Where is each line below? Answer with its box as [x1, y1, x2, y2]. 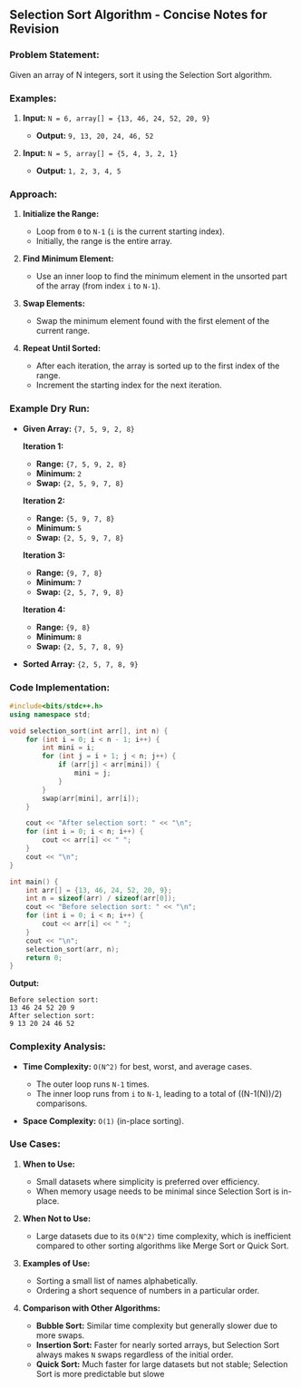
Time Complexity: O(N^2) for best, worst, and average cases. [22, 1061, 252, 1071]
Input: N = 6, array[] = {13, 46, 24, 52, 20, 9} [22, 112, 211, 123]
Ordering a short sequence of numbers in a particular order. [35, 1285, 260, 1295]
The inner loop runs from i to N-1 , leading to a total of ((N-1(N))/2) [35, 1088, 283, 1099]
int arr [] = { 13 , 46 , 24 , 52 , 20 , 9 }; [25, 885, 172, 894]
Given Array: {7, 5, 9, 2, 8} [22, 423, 135, 434]
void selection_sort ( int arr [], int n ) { [9, 726, 169, 736]
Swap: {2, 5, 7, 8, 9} [35, 640, 124, 651]
